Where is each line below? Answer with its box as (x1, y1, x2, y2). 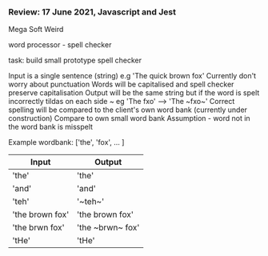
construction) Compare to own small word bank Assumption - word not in (8, 114, 250, 123)
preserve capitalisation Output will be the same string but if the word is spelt (8, 88, 260, 98)
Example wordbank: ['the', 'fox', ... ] (8, 138, 125, 147)
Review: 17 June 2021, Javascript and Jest (8, 6, 176, 18)
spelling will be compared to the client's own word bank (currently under (8, 105, 248, 114)
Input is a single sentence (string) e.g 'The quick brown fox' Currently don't (8, 71, 257, 81)
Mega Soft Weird (8, 25, 64, 34)
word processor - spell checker (8, 40, 112, 50)
